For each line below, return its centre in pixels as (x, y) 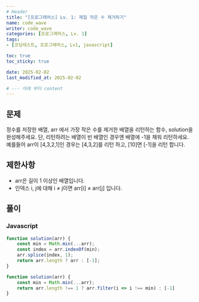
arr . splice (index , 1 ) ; (45, 255)
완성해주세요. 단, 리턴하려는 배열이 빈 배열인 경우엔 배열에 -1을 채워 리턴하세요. (98, 137)
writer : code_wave (29, 28)
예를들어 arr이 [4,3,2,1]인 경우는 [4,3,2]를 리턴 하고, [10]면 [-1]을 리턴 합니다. (96, 144)
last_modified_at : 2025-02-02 (44, 78)
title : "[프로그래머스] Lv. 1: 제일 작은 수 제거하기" (66, 17)
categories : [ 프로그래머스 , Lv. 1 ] (47, 34)
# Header (17, 12)
